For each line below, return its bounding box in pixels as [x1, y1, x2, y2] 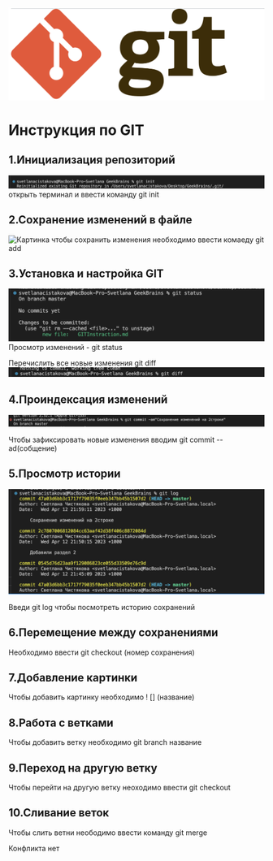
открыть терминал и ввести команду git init [8, 189, 160, 199]
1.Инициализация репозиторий [8, 154, 175, 167]
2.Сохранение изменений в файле [8, 213, 193, 227]
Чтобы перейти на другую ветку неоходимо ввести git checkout [8, 783, 232, 793]
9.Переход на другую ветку [8, 761, 158, 775]
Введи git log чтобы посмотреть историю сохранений [8, 602, 195, 612]
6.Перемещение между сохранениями [8, 625, 219, 640]
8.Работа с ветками [8, 716, 114, 729]
